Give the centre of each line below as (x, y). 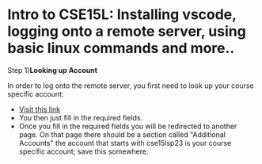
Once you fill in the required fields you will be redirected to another (128, 126)
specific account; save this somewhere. (84, 151)
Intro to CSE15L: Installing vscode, (122, 15)
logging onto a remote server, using (127, 31)
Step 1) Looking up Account (53, 70)
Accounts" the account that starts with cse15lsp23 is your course (125, 143)
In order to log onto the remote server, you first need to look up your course (131, 86)
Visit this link (40, 109)
